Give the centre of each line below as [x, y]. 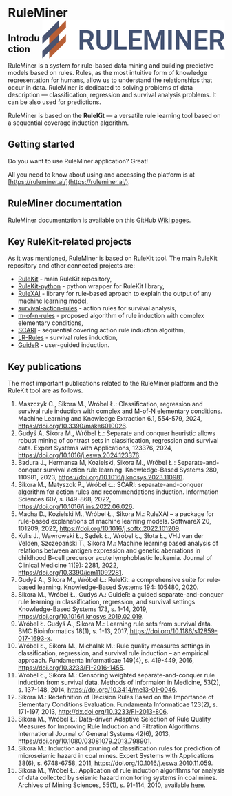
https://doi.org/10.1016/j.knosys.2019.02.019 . [81, 617]
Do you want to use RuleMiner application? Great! [78, 161]
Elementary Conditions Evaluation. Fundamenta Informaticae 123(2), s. [118, 704]
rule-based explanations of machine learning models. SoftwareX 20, [115, 521]
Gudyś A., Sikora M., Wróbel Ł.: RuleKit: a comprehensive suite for [112, 580]
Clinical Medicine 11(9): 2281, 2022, [68, 565]
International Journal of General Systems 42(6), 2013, [94, 734]
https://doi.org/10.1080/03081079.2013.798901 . [85, 741]
